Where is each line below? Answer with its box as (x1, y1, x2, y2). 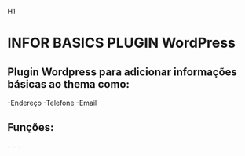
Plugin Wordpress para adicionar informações (7, 65, 237, 78)
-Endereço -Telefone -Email (7, 98, 97, 107)
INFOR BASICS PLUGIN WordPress (7, 34, 236, 52)
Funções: (7, 121, 54, 134)
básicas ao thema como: (7, 78, 130, 91)
